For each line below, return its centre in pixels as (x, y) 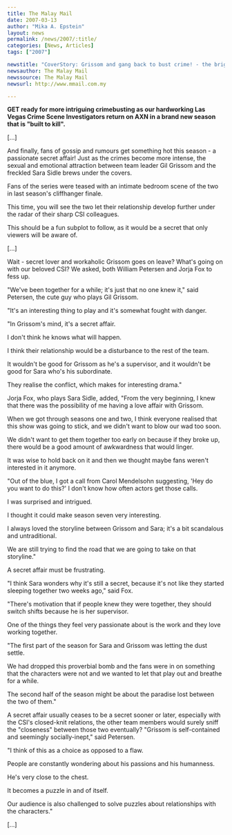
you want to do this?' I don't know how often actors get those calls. (103, 488)
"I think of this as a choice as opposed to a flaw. (75, 751)
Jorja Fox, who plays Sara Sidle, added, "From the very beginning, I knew (111, 399)
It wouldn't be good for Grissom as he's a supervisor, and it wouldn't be (109, 364)
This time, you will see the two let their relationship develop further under (111, 207)
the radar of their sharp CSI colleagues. (63, 214)
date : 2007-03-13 (32, 20)
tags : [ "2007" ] (29, 52)
